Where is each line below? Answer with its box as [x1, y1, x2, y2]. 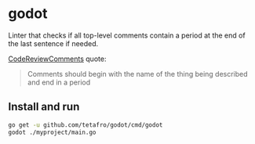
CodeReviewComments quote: [8, 54, 107, 63]
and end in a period [27, 77, 91, 87]
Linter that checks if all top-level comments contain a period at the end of [8, 31, 246, 40]
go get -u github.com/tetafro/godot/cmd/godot [8, 121, 163, 129]
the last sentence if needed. [8, 38, 99, 48]
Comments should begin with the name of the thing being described [27, 69, 249, 78]
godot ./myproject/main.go [8, 128, 97, 136]
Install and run [8, 100, 80, 113]
